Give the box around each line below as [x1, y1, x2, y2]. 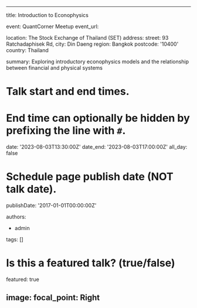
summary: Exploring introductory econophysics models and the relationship [6, 58, 189, 65]
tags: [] [6, 236, 23, 243]
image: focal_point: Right [6, 293, 100, 303]
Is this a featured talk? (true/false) [6, 256, 175, 270]
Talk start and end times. [6, 85, 130, 98]
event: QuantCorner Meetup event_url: [6, 23, 99, 30]
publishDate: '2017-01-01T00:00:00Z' [6, 202, 97, 209]
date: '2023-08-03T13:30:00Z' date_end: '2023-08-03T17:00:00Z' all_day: [6, 143, 188, 150]
